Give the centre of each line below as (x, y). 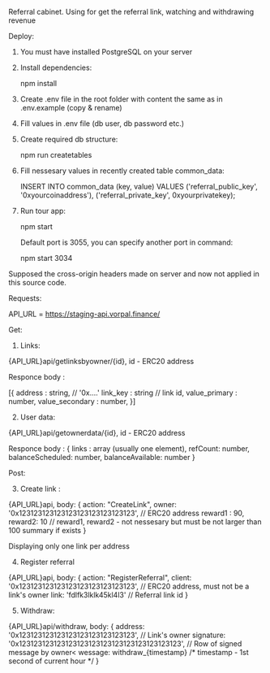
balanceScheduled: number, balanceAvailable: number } (102, 457)
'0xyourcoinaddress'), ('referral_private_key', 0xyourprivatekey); (128, 195)
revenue (22, 20)
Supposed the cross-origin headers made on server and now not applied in (134, 274)
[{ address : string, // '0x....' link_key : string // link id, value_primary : (123, 393)
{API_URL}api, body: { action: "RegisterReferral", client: (100, 577)
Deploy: (21, 36)
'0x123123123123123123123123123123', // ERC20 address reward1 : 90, (126, 513)
